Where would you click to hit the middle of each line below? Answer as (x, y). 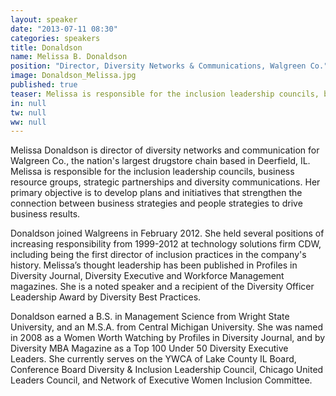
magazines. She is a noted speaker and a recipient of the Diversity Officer (162, 287)
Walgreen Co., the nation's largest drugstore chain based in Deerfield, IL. (160, 161)
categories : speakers (55, 38)
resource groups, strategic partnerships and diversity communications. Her (165, 182)
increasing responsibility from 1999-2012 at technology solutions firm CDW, (166, 244)
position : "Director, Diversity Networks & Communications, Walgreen (158, 66)
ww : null (28, 122)
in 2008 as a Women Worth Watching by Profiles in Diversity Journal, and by (168, 338)
